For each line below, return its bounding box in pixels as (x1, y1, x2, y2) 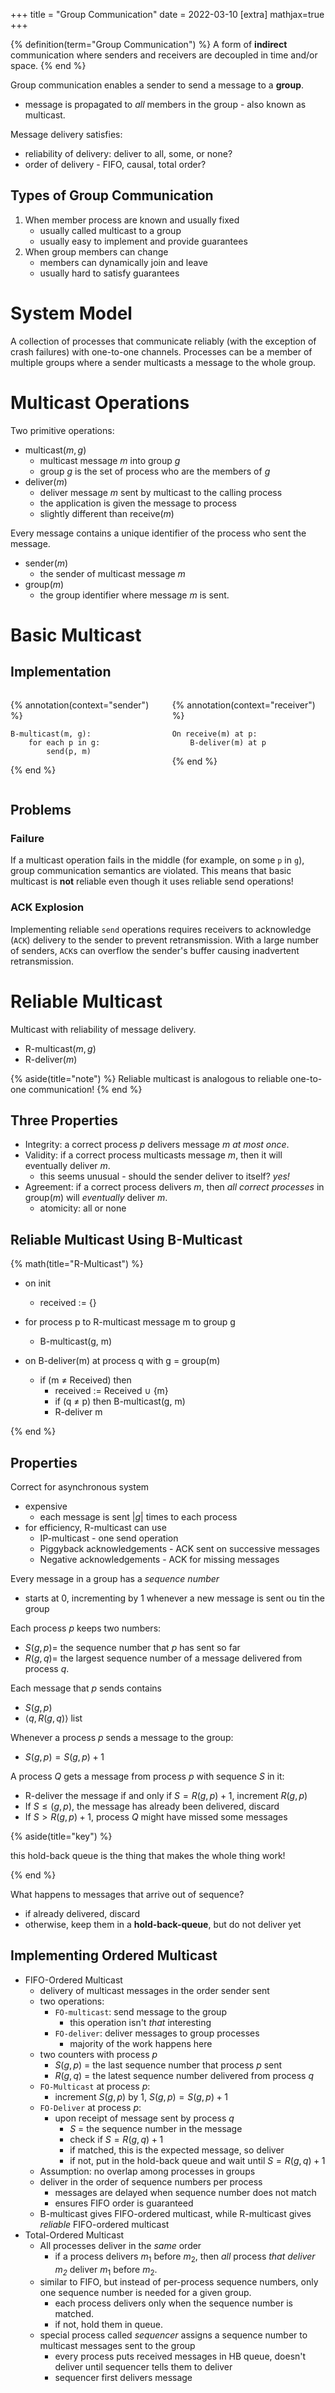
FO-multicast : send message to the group (54, 2005, 227, 2018)
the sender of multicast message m (39, 567, 186, 579)
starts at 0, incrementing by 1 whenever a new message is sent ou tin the (24, 1592, 325, 1604)
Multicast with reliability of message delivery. (10, 1023, 197, 1035)
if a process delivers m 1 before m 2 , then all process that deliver (54, 2250, 316, 2264)
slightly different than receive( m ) (39, 507, 175, 519)
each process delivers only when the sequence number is (54, 2297, 293, 2309)
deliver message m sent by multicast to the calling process (39, 486, 283, 498)
